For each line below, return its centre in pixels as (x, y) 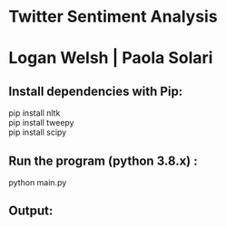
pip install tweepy (41, 123)
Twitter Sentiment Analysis (113, 17)
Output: (31, 211)
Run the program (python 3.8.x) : (103, 161)
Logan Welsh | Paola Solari (111, 58)
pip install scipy (38, 132)
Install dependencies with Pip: (96, 91)
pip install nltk (34, 113)
